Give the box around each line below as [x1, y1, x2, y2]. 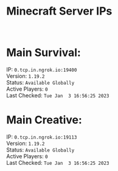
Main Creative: [6, 113, 82, 127]
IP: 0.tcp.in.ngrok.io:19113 [6, 133, 77, 141]
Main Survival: [6, 46, 81, 60]
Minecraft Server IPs [6, 4, 113, 18]
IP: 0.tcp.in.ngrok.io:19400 [6, 66, 77, 73]
